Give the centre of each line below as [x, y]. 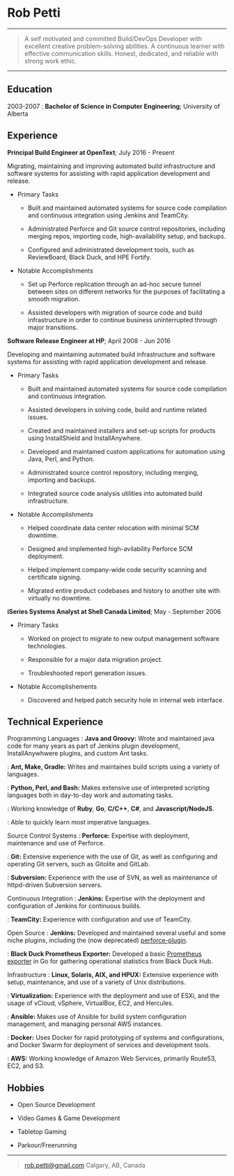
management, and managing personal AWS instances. [85, 1024]
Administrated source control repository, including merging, [113, 472]
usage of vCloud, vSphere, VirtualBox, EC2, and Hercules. [91, 1003]
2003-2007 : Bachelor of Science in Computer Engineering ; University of [114, 106]
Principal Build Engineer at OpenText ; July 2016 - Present [91, 152]
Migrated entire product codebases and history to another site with [124, 590]
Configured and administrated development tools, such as [111, 250]
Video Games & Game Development [69, 1118]
